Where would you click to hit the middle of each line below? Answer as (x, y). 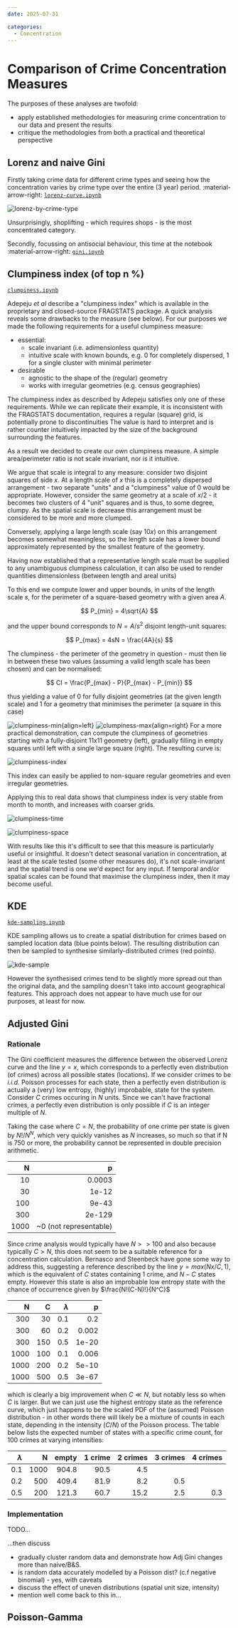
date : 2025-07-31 (33, 14)
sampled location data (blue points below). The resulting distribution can (114, 943)
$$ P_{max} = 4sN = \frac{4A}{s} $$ (119, 639)
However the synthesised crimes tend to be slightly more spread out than (115, 979)
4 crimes (207, 1457)
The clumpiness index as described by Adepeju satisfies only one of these (116, 399)
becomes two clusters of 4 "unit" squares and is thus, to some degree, (111, 503)
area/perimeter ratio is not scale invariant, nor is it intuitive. (93, 458)
